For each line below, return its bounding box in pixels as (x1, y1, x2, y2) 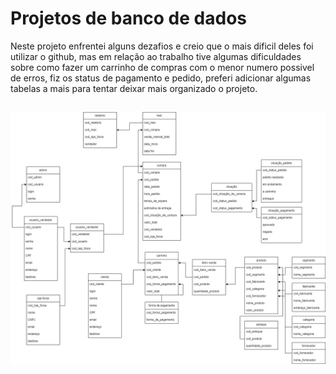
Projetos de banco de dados (10, 7, 247, 30)
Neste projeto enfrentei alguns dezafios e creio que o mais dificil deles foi (10, 40, 314, 52)
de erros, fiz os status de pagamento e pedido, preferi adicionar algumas (10, 72, 312, 84)
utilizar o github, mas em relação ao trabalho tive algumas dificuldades (10, 50, 302, 62)
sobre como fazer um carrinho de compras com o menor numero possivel (10, 61, 315, 73)
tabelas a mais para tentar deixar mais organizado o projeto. (10, 82, 258, 94)
